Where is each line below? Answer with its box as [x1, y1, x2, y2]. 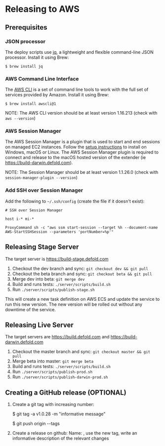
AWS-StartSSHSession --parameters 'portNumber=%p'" [5, 229, 114, 234]
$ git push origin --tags [12, 421, 60, 427]
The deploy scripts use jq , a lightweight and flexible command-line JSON [5, 49, 154, 55]
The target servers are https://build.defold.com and [5, 334, 110, 340]
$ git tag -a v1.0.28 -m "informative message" [12, 411, 106, 417]
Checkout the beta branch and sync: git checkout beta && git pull [12, 271, 152, 277]
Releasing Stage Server [5, 243, 79, 251]
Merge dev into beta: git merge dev [12, 276, 85, 282]
